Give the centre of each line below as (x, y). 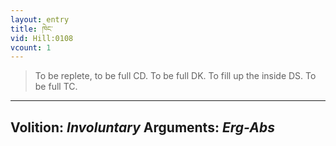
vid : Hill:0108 (42, 38)
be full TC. (56, 87)
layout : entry (40, 19)
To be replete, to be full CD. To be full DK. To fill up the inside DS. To (175, 76)
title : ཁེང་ (31, 29)
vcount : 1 (31, 47)
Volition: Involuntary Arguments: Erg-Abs (142, 127)
